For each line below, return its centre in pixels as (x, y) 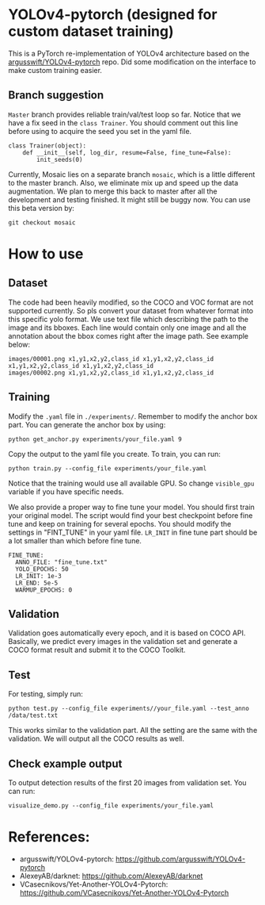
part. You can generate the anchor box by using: (87, 424)
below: (19, 344)
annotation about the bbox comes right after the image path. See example (129, 336)
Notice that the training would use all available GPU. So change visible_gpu (131, 483)
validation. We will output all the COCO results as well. (96, 738)
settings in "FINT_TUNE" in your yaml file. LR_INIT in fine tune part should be (133, 532)
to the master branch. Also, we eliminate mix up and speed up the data (123, 182)
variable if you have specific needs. (66, 491)
